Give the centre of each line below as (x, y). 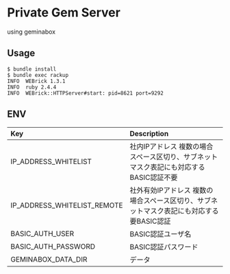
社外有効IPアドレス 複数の (171, 190)
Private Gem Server (64, 13)
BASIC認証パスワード (164, 247)
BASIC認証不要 (154, 177)
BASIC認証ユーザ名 (161, 233)
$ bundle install (32, 69)
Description (149, 133)
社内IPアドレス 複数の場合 (171, 146)
